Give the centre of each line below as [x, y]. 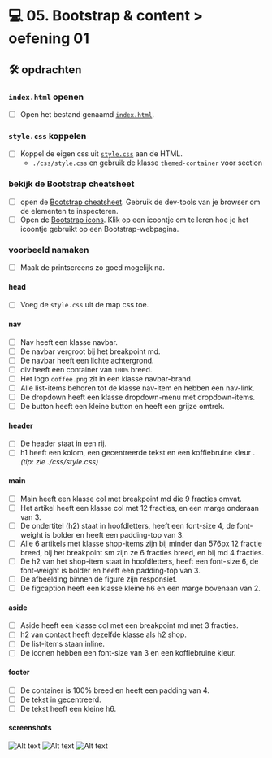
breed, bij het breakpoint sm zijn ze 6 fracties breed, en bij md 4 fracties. [142, 552]
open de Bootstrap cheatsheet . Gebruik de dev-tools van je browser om [140, 202]
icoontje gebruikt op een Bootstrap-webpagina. [99, 229]
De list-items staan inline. [63, 644]
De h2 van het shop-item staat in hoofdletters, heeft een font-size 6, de [139, 561]
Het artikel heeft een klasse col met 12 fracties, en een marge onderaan [140, 508]
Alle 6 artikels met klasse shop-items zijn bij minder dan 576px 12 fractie [141, 543]
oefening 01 [49, 39]
